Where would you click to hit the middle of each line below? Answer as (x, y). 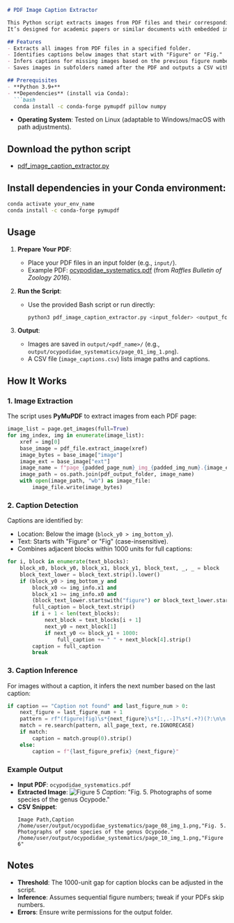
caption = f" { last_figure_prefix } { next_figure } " (106, 751)
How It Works (37, 381)
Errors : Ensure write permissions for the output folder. (95, 912)
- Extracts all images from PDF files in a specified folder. (99, 48)
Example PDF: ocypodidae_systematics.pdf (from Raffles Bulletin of (125, 270)
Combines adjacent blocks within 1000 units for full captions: (105, 549)
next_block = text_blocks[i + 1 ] (93, 620)
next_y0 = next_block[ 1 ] (80, 626)
